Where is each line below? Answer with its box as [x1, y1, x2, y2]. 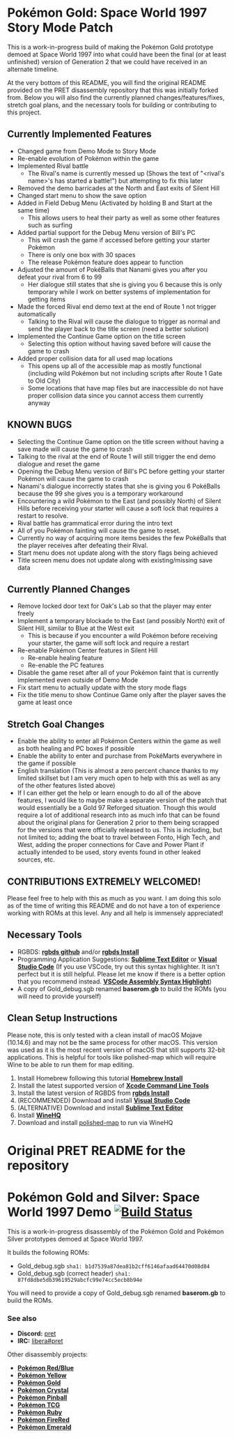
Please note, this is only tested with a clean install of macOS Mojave [7, 1030, 203, 1039]
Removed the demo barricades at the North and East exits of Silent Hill [17, 183, 220, 192]
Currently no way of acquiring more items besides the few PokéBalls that [17, 533, 227, 542]
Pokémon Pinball [17, 1393, 68, 1402]
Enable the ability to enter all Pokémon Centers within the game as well [17, 737, 221, 745]
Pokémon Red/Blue [17, 1364, 75, 1372]
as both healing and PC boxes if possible [17, 744, 134, 753]
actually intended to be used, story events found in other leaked [17, 848, 201, 857]
